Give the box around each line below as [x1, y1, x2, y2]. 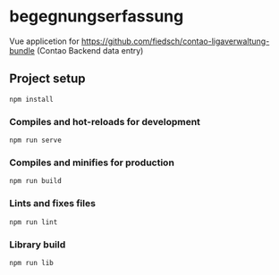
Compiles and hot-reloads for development [9, 115, 201, 128]
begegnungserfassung [9, 6, 184, 27]
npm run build [9, 177, 63, 186]
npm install [9, 95, 54, 104]
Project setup [9, 71, 87, 87]
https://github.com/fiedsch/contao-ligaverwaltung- [80, 36, 270, 46]
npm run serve [9, 136, 63, 145]
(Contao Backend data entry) [37, 45, 144, 55]
